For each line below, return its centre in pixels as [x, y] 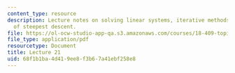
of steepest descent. [45, 26]
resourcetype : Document [42, 46]
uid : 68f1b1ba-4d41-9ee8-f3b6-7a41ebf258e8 [72, 59]
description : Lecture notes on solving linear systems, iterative [106, 20]
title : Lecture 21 [34, 53]
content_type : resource [42, 14]
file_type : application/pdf [48, 40]
